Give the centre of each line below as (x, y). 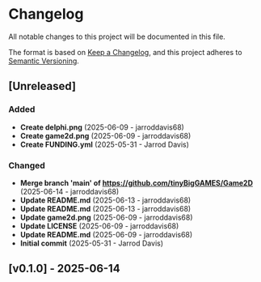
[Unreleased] (42, 86)
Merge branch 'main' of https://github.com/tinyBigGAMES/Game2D (136, 182)
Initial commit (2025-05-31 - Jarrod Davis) (92, 243)
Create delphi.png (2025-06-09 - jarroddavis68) (102, 127)
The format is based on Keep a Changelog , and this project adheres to (125, 52)
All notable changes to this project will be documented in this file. (117, 36)
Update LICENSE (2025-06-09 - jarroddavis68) (99, 226)
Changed (27, 165)
